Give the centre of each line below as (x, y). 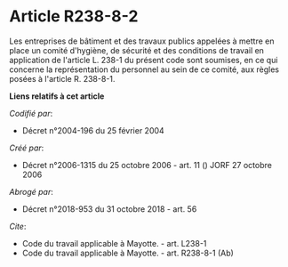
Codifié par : (31, 113)
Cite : (18, 226)
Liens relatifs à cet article (57, 96)
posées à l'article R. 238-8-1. (62, 78)
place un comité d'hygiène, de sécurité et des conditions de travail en (137, 50)
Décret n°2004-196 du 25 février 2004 (93, 130)
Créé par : (27, 148)
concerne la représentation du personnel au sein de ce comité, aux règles (144, 69)
